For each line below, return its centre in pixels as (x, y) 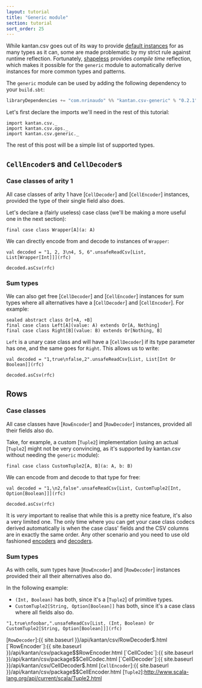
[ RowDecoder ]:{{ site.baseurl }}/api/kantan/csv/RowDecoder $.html (87, 640)
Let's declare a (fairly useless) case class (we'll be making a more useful (96, 212)
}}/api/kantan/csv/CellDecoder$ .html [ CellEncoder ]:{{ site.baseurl (87, 666)
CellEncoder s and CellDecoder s (64, 164)
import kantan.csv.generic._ (43, 134)
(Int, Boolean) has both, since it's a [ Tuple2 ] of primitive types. (94, 600)
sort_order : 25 (25, 29)
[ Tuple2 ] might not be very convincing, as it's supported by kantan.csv (93, 448)
